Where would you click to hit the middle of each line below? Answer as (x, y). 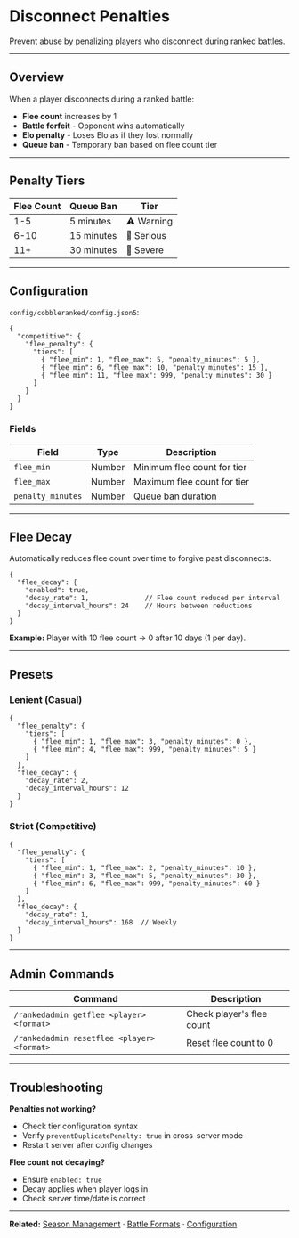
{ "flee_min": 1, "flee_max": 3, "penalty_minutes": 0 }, (142, 742)
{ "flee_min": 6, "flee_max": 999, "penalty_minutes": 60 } (146, 884)
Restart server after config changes (87, 1145)
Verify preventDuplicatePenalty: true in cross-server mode (132, 1136)
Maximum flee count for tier (191, 481)
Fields (23, 429)
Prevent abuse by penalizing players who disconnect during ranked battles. (147, 41)
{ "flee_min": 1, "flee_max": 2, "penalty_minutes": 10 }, (144, 868)
